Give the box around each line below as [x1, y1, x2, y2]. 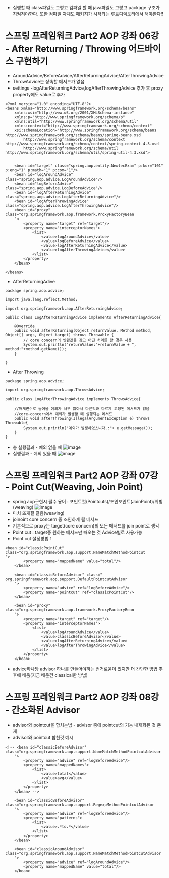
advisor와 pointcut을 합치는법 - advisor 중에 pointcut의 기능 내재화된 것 [12, 722, 156, 728]
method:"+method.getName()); [5, 346, 67, 352]
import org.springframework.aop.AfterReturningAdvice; [5, 305, 123, 311]
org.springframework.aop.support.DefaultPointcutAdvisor [5, 576, 128, 582]
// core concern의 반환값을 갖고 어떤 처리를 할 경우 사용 [23, 338, 132, 343]
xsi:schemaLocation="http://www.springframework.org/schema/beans [14, 128, 157, 133]
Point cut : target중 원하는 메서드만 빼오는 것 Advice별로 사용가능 [12, 529, 143, 535]
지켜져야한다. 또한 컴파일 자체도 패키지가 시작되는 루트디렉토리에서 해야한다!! [12, 11, 164, 17]
